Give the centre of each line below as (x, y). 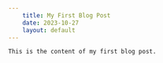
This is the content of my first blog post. (82, 52)
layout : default (49, 30)
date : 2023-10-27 (51, 23)
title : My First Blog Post (67, 15)
